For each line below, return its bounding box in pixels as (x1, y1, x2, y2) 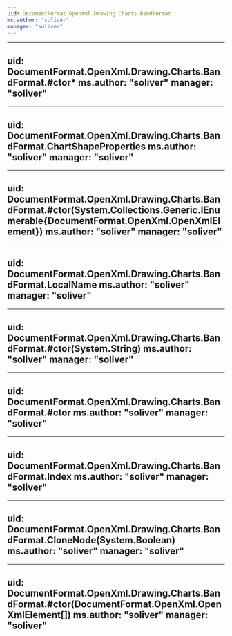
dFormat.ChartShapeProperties (7, 140, 146, 152)
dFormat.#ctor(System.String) (7, 343, 142, 355)
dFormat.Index (7, 471, 72, 483)
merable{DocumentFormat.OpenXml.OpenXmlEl (7, 215, 221, 227)
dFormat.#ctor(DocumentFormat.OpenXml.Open (7, 599, 222, 610)
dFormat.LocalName (7, 279, 97, 291)
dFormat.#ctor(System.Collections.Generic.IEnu (7, 205, 221, 216)
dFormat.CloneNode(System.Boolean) (7, 534, 176, 546)
